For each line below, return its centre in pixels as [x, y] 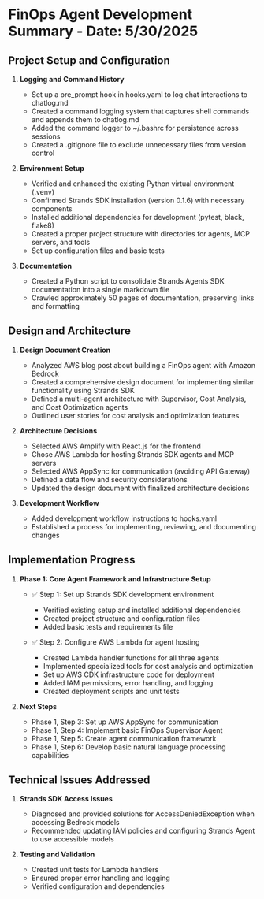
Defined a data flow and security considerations [109, 479]
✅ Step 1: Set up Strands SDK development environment [123, 594]
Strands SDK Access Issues [66, 799]
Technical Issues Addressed [79, 780]
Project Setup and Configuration [89, 60]
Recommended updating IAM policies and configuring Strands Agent [143, 831]
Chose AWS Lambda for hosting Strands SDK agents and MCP [133, 454]
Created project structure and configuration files [122, 618]
